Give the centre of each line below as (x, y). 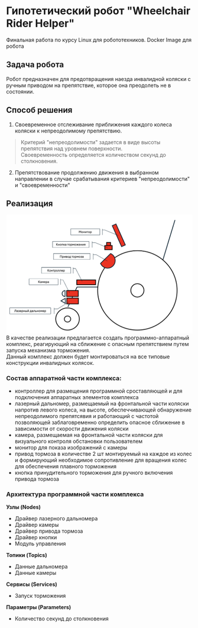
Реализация (30, 203)
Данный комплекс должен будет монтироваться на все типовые (88, 357)
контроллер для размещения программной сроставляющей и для (98, 391)
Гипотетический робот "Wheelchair (98, 11)
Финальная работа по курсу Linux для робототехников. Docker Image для (99, 40)
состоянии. (20, 91)
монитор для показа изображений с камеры (71, 448)
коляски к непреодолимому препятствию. (68, 131)
